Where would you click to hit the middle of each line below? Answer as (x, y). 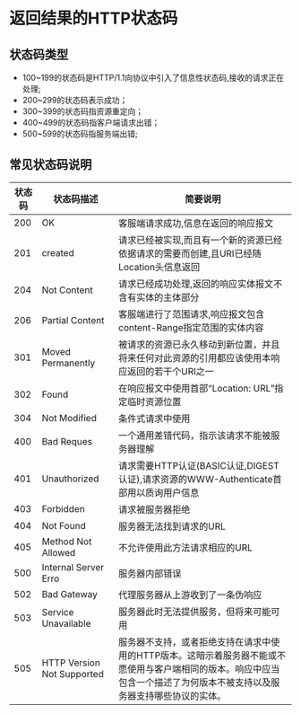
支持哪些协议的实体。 (181, 695)
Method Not (67, 542)
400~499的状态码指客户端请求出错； (91, 123)
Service (58, 612)
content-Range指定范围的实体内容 (191, 327)
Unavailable (66, 623)
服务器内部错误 (150, 573)
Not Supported (73, 674)
